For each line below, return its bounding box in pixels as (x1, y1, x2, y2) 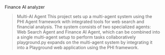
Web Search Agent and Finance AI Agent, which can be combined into (16, 29, 160, 35)
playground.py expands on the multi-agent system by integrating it (16, 39, 153, 45)
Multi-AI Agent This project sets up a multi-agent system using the (16, 14, 153, 19)
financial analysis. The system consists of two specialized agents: (16, 24, 151, 30)
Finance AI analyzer (4, 4, 45, 10)
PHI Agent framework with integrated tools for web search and (16, 19, 144, 24)
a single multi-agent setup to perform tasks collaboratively (16, 34, 136, 40)
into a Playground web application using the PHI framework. (16, 45, 139, 50)
